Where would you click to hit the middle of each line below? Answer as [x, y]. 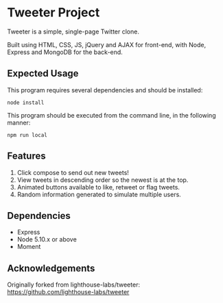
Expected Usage [43, 74]
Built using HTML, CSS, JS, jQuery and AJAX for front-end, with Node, [107, 44]
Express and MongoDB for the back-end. [65, 52]
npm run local [27, 135]
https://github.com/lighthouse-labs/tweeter [68, 292]
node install [26, 103]
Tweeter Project [54, 13]
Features [26, 156]
